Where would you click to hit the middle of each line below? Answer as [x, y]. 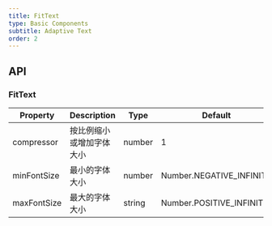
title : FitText [34, 16]
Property [37, 115]
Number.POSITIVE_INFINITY [215, 203]
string [134, 203]
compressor [36, 142]
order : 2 [23, 38]
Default [217, 115]
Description [92, 115]
